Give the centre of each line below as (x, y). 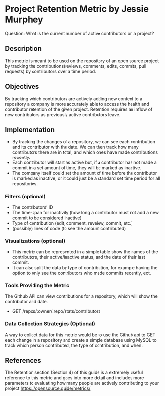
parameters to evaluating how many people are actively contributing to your (82, 383)
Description (23, 49)
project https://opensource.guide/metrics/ (48, 388)
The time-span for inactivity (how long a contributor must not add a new (85, 212)
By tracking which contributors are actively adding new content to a (74, 99)
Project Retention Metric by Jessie (77, 9)
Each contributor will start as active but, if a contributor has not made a (84, 163)
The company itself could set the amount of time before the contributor (84, 173)
